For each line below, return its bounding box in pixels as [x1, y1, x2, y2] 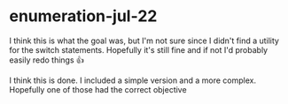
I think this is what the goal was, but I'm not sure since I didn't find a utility [9, 35, 279, 46]
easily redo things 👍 [9, 55, 84, 65]
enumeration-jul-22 [9, 6, 158, 26]
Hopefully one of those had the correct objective [9, 84, 188, 94]
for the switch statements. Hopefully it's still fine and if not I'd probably [9, 44, 269, 55]
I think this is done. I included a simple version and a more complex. [9, 75, 257, 85]
